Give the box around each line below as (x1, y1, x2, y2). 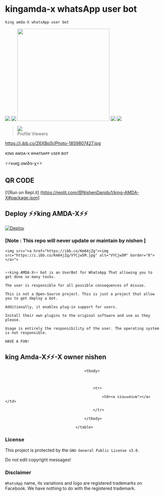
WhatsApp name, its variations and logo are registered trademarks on (5, 480, 142, 486)
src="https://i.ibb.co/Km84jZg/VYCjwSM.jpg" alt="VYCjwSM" (5, 252, 129, 258)
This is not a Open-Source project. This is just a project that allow (5, 291, 155, 296)
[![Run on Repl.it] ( (5, 189, 42, 195)
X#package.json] (5, 194, 40, 200)
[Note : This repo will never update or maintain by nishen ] (5, 237, 146, 244)
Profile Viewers (17, 130, 48, 136)
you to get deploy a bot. (5, 296, 58, 301)
